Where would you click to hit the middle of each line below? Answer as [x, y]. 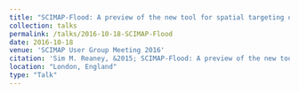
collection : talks [43, 26]
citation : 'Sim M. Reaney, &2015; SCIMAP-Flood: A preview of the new [143, 58]
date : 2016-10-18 [41, 42]
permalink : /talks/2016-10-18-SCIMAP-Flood [91, 34]
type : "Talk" [33, 75]
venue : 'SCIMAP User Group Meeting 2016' [87, 50]
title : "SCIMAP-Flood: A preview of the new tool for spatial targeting [147, 17]
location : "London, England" [63, 67]
